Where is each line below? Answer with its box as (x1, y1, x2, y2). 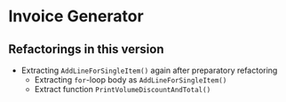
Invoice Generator (8, 6, 144, 27)
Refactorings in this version (8, 42, 164, 57)
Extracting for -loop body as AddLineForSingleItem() (34, 75, 227, 85)
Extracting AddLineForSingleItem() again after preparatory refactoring (20, 65, 278, 75)
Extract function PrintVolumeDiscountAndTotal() (34, 84, 211, 94)
